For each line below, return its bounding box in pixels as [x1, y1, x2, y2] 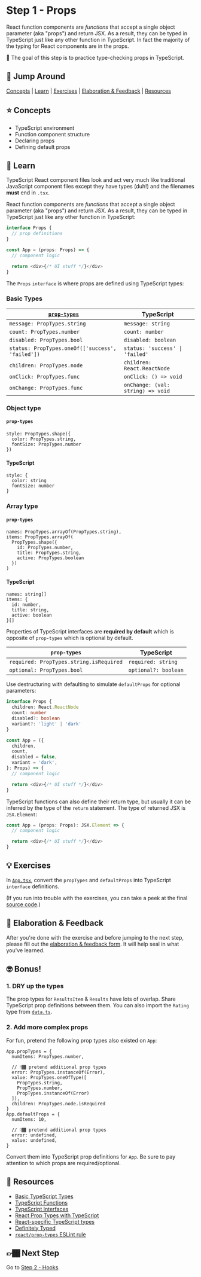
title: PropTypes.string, [17, 550, 82, 556]
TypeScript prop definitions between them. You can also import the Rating [6, 1002, 190, 1009]
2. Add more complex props [6, 1023, 89, 1032]
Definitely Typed [14, 1224, 56, 1232]
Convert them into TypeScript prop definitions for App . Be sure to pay [6, 1153, 176, 1160]
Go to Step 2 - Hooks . [6, 1264, 60, 1271]
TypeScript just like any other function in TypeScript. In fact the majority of [6, 36, 190, 43]
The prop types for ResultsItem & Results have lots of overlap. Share [6, 995, 176, 1002]
